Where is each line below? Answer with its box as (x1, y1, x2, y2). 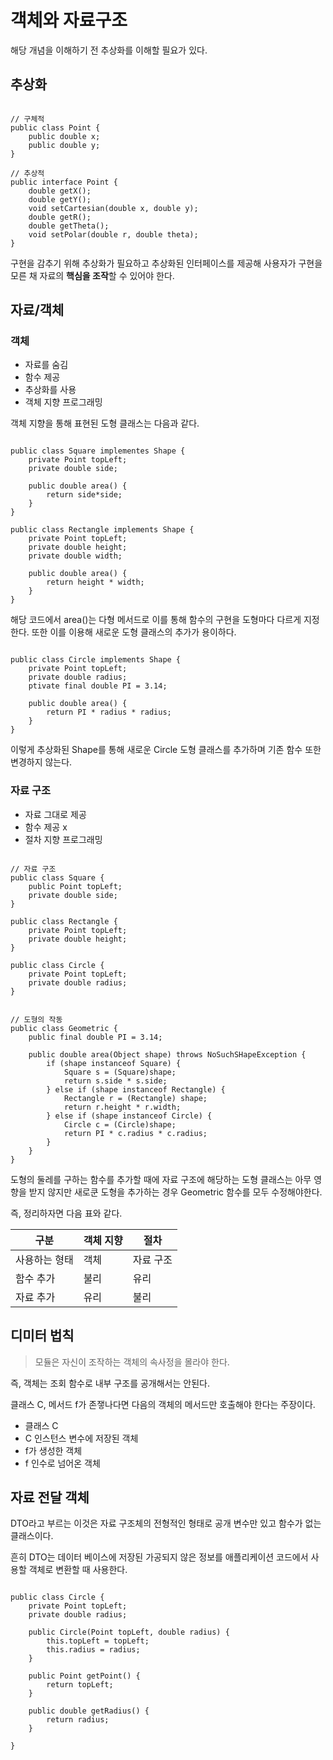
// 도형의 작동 (10, 1014, 63, 1025)
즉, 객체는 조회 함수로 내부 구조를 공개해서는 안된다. (10, 1377, 210, 1389)
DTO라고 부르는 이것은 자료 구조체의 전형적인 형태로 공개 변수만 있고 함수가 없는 (10, 1517, 322, 1530)
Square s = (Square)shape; (63, 1067, 177, 1077)
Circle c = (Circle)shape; (63, 1119, 177, 1130)
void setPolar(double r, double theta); (28, 229, 199, 240)
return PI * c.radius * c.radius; (63, 1128, 208, 1138)
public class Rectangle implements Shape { (10, 525, 195, 535)
